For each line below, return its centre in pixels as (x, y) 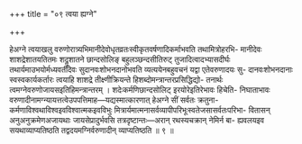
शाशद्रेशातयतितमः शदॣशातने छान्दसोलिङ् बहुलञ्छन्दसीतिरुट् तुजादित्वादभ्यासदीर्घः (120, 59)
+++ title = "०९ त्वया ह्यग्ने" (53, 14)
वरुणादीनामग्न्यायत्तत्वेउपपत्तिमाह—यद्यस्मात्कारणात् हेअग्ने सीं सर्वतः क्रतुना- (114, 100)
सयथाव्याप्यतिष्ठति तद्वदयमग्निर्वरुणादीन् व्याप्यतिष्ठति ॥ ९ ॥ (92, 130)
